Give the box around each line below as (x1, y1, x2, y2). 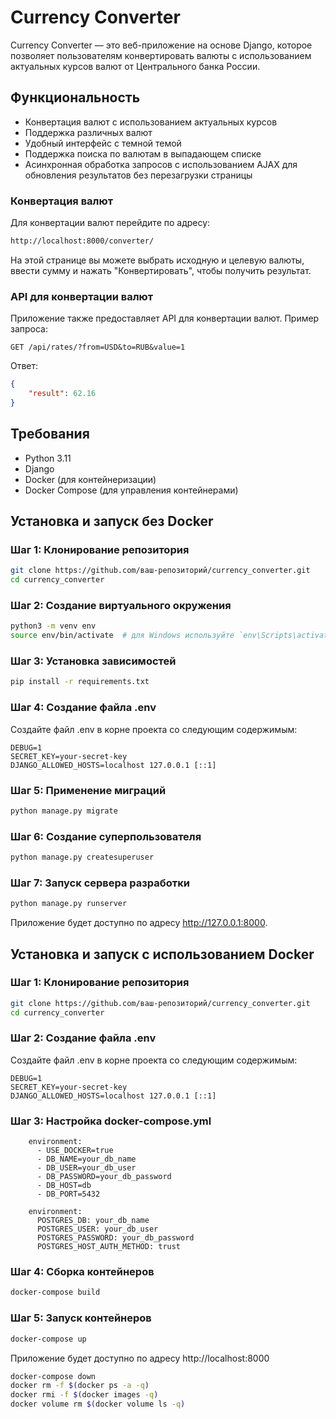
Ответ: (10, 360, 39, 372)
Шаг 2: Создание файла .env (10, 1031, 157, 1045)
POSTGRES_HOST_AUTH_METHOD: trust (36, 1242, 182, 1252)
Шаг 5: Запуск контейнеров (10, 1311, 152, 1325)
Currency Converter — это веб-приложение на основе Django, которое (10, 39, 313, 51)
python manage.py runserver (10, 899, 128, 909)
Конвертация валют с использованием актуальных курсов (24, 116, 278, 128)
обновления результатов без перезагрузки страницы (24, 169, 253, 181)
